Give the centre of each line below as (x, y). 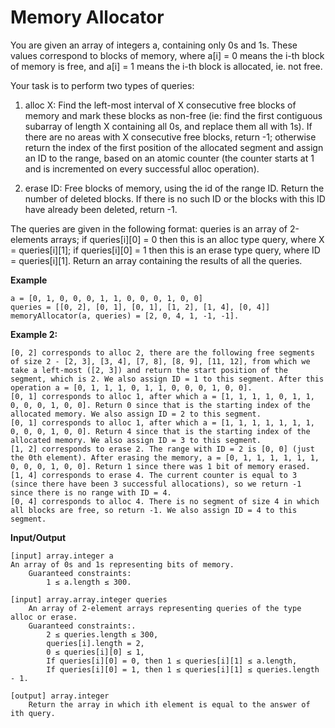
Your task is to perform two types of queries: (102, 85)
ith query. (33, 713)
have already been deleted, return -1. (101, 209)
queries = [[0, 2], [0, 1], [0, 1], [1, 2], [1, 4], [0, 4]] (140, 307)
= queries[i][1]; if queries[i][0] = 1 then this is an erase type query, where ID (165, 250)
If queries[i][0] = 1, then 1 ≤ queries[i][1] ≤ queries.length (183, 669)
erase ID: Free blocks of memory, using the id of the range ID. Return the (174, 188)
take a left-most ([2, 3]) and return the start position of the (149, 370)
